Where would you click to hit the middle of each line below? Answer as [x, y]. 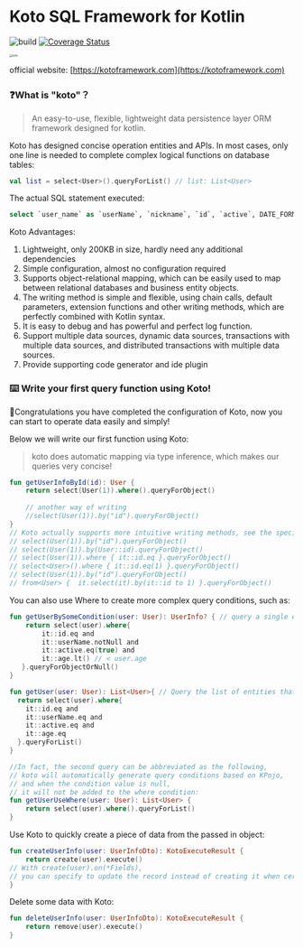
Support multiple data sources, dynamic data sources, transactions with [156, 336]
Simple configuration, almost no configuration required [124, 269]
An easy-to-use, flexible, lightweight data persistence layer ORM [151, 118]
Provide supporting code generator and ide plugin [115, 365]
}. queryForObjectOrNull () [70, 667]
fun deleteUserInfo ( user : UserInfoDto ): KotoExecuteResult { [127, 918]
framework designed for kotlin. [88, 127]
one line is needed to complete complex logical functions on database [140, 154]
